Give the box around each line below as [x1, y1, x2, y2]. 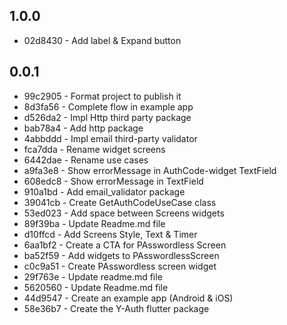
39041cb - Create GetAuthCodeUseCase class [23, 196, 217, 208]
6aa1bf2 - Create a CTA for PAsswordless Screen [23, 239, 227, 251]
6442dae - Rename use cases [23, 154, 149, 166]
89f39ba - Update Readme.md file [23, 217, 166, 229]
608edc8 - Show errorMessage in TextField [23, 175, 204, 187]
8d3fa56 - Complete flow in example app [23, 100, 194, 113]
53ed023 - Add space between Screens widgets [23, 207, 225, 219]
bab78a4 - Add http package [23, 122, 144, 134]
